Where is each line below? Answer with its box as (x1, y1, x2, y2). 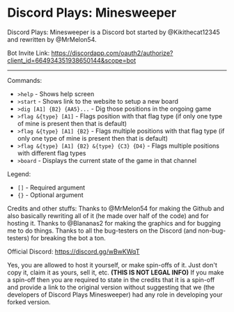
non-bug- (198, 226, 226, 235)
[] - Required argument (17, 183, 86, 192)
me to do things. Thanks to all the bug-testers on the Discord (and (7, 226, 197, 235)
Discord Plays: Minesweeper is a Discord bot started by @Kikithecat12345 (7, 28, 221, 36)
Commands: (7, 76, 42, 84)
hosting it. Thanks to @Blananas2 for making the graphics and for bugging (7, 219, 221, 227)
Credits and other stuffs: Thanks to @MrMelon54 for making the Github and (7, 204, 225, 212)
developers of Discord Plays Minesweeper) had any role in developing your (7, 290, 223, 299)
